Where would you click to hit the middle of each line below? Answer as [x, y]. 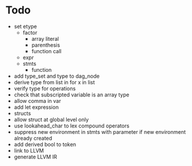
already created [33, 138]
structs [23, 113]
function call [47, 51]
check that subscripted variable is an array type [71, 95]
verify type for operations [45, 88]
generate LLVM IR [35, 157]
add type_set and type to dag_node [57, 76]
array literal [45, 39]
